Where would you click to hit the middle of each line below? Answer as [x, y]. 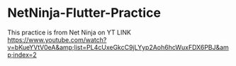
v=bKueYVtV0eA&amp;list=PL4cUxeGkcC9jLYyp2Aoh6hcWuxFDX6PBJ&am [118, 47]
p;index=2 [22, 55]
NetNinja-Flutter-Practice [84, 13]
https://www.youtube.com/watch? [57, 39]
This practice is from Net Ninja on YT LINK [69, 32]
